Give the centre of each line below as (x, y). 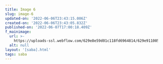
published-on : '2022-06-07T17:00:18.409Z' (49, 27)
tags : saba (16, 54)
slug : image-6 (19, 14)
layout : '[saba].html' (28, 50)
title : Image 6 (20, 9)
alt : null (19, 45)
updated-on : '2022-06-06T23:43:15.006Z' (47, 18)
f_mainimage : (18, 32)
